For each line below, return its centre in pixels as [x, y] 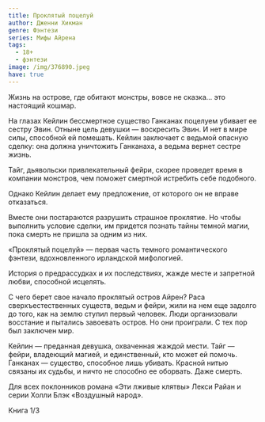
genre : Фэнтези [33, 30]
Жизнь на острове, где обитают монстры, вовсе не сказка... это [117, 97]
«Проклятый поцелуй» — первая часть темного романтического [118, 249]
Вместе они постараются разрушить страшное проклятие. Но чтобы [125, 217]
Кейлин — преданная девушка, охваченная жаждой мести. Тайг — [121, 346]
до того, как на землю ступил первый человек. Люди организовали [123, 314]
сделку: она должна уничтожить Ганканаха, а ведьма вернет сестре [125, 146]
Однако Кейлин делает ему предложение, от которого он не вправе [123, 193]
